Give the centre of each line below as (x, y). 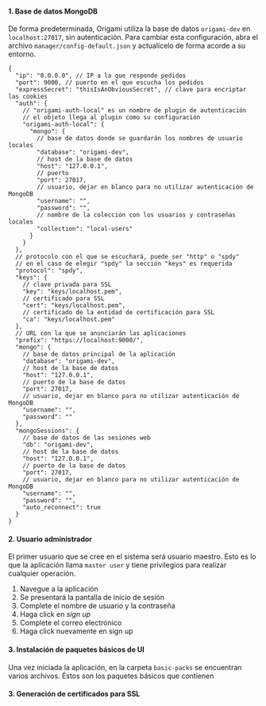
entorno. (22, 54)
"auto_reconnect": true (62, 508)
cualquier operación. (42, 574)
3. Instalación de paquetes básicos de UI (76, 649)
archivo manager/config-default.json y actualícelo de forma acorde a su (127, 46)
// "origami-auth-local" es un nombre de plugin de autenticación (135, 111)
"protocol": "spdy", (49, 271)
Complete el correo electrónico (71, 623)
